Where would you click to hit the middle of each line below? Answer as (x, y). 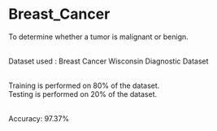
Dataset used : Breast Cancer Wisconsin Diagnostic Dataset (108, 61)
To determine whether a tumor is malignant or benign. (98, 37)
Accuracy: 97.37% (39, 118)
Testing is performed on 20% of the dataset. (83, 94)
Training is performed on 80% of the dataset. (84, 85)
